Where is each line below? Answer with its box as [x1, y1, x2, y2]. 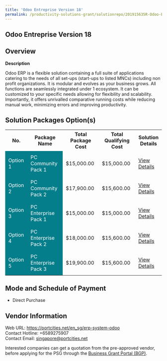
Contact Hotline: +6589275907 [5, 330, 69, 336]
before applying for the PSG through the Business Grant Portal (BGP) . [5, 351, 148, 357]
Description [5, 60, 30, 66]
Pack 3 [30, 265, 47, 272]
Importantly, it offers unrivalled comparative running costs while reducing [5, 96, 156, 102]
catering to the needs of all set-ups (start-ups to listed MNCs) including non [5, 75, 161, 81]
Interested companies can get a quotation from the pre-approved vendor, [5, 345, 156, 351]
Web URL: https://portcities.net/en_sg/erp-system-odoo [5, 325, 120, 331]
